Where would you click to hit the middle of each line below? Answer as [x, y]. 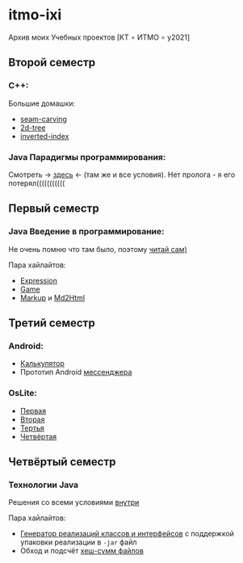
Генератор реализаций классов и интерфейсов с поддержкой [127, 534]
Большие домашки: [42, 103]
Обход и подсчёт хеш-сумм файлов [82, 551]
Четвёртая [38, 436]
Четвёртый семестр [62, 462]
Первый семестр [54, 209]
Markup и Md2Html [52, 297]
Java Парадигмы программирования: [87, 157]
